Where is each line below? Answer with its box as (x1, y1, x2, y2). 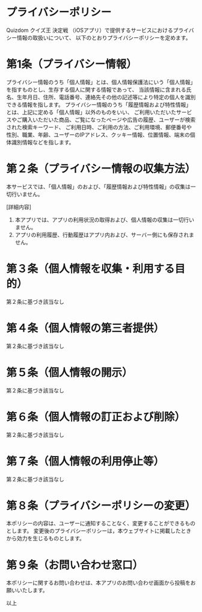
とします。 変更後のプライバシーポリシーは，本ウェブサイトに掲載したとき (6, 527, 192, 534)
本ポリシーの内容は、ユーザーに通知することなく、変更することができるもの (6, 520, 196, 527)
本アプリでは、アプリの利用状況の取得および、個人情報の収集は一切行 (14, 216, 189, 223)
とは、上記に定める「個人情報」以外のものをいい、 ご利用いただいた (6, 108, 176, 116)
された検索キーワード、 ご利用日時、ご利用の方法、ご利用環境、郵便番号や (6, 123, 192, 131)
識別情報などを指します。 (11, 138, 75, 146)
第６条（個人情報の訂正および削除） (6, 410, 186, 424)
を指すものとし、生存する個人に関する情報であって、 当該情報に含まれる (6, 85, 186, 93)
